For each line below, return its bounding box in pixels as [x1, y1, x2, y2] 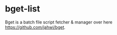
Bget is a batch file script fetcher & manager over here [5, 19, 113, 25]
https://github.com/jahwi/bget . [5, 24, 66, 30]
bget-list [5, 3, 40, 14]
